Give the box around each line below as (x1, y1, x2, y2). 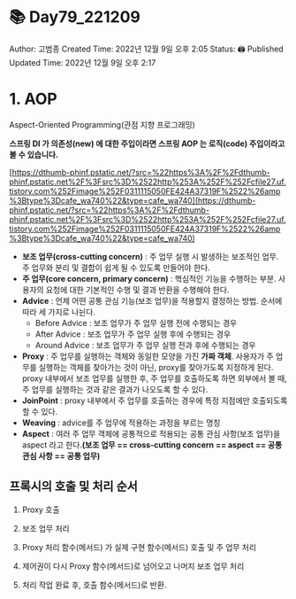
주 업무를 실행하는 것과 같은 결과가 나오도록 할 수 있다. (21, 384, 209, 394)
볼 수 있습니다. (9, 149, 59, 159)
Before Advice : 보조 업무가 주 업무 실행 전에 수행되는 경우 (34, 317, 238, 328)
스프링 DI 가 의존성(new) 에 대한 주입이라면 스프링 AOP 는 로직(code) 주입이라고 (9, 138, 285, 149)
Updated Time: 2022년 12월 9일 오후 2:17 (9, 57, 156, 67)
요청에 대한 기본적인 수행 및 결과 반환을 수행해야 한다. (45, 284, 230, 295)
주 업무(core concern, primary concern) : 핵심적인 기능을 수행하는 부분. (21, 273, 277, 284)
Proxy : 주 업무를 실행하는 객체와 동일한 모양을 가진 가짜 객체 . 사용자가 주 (21, 351, 274, 362)
